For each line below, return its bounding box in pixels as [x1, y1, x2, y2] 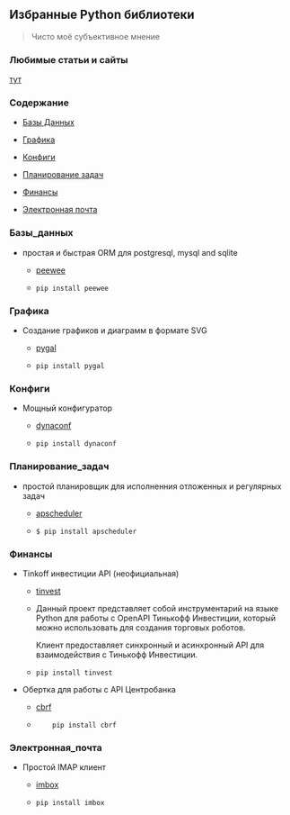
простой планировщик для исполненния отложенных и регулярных [22, 481, 282, 492]
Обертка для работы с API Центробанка [22, 684, 177, 694]
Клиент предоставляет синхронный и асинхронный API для [35, 639, 265, 650]
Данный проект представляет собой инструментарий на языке [35, 602, 279, 613]
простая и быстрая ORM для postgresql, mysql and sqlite [22, 247, 238, 258]
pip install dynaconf [35, 439, 117, 448]
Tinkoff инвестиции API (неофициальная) [22, 567, 180, 579]
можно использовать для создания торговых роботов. [35, 621, 246, 633]
